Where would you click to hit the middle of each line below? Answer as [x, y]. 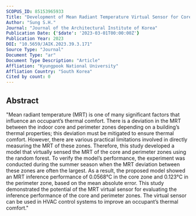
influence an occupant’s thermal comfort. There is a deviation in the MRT [94, 121]
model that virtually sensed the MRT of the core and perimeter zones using [96, 152]
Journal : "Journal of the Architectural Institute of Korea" [82, 28]
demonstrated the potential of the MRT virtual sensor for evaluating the [91, 189]
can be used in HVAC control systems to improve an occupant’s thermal [92, 201]
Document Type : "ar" [31, 55]
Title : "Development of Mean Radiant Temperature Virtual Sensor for [92, 17]
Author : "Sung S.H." [31, 22]
